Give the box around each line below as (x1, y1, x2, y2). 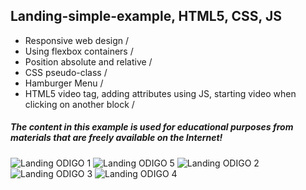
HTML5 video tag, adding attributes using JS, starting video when (24, 87, 297, 99)
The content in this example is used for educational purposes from (10, 121, 294, 133)
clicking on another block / (24, 98, 135, 110)
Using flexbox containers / (24, 45, 134, 57)
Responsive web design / (24, 34, 130, 46)
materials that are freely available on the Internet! (10, 132, 223, 144)
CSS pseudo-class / (24, 66, 108, 78)
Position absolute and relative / (24, 55, 153, 68)
